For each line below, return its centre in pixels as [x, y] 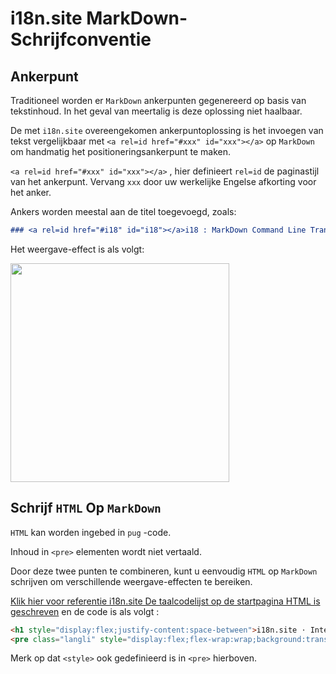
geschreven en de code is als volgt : [85, 611]
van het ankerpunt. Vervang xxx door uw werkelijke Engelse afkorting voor [163, 181]
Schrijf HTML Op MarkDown [86, 508]
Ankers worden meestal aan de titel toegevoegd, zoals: [123, 211]
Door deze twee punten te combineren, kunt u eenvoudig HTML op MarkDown [164, 571]
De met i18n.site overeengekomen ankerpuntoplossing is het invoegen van [167, 130]
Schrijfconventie [81, 39]
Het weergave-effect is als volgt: [77, 249]
